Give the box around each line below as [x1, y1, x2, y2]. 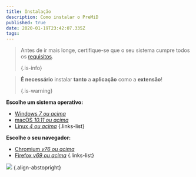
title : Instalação [6, 8, 51, 15]
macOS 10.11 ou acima [14, 116, 69, 124]
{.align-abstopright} [13, 164, 62, 171]
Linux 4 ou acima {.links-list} [14, 123, 85, 130]
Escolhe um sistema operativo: [6, 99, 84, 106]
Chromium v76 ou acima [14, 146, 75, 153]
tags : [6, 31, 19, 37]
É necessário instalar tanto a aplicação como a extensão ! [20, 76, 163, 83]
